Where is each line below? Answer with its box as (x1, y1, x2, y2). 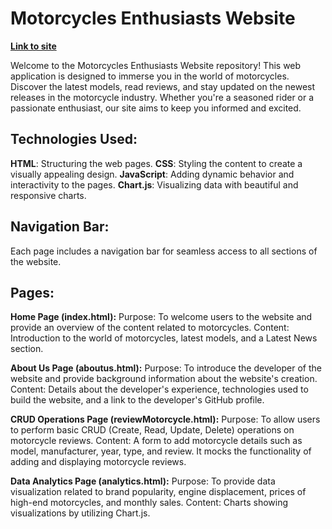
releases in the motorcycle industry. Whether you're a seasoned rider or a (10, 91, 315, 103)
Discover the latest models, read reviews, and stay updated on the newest (10, 80, 316, 92)
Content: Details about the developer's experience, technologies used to (10, 383, 309, 396)
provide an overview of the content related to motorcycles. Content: (10, 322, 290, 334)
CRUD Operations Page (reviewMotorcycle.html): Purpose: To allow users (10, 413, 321, 426)
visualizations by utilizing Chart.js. (10, 507, 151, 519)
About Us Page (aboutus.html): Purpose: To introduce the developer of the (10, 362, 322, 374)
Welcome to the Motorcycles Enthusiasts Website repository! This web (10, 59, 302, 71)
